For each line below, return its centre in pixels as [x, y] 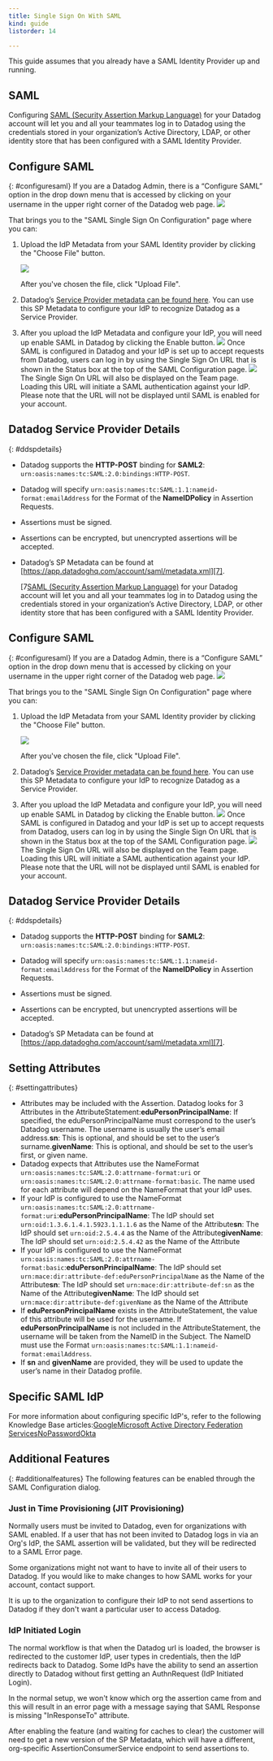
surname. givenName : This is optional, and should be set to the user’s [136, 1147]
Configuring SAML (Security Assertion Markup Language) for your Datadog [135, 115]
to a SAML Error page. [45, 1552]
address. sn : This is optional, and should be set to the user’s [120, 1138]
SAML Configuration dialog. [55, 1487]
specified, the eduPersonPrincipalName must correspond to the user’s [138, 1121]
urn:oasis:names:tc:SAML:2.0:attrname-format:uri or [110, 1173]
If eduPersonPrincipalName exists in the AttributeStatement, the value [139, 1311]
